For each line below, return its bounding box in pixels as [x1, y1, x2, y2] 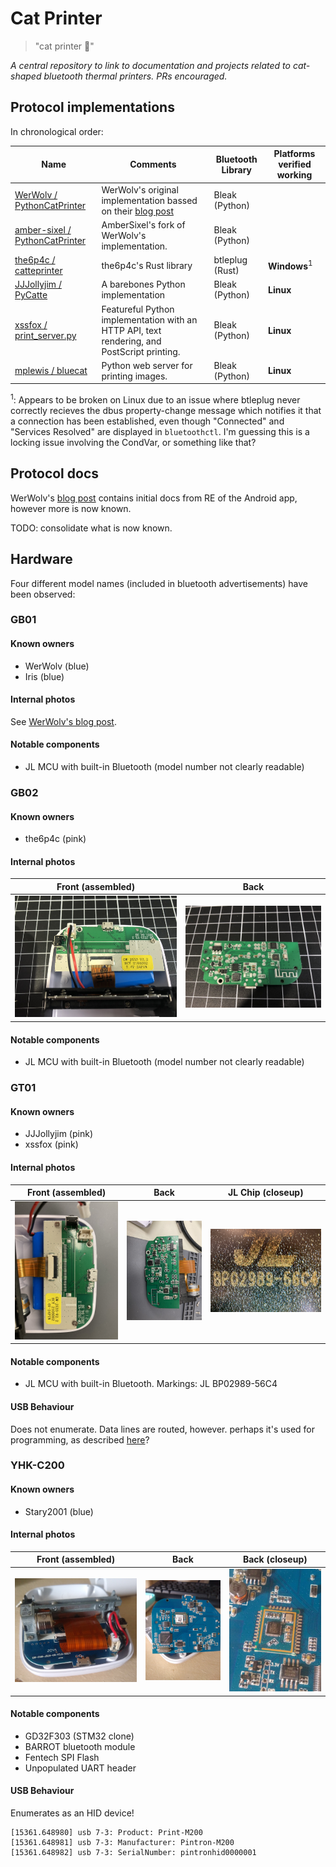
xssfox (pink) [24, 1138, 79, 1151]
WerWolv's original [101, 183, 179, 196]
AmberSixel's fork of [101, 218, 186, 231]
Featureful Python [101, 303, 175, 315]
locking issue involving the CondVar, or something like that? [10, 436, 257, 448]
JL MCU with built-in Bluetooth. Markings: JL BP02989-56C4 [24, 1378, 278, 1390]
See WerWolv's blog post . [10, 715, 117, 727]
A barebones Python [101, 278, 186, 291]
